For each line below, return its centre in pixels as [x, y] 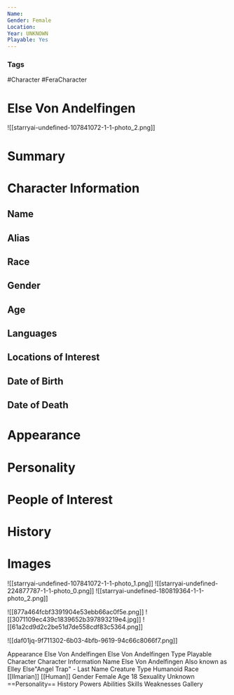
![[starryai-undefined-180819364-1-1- [150, 590]
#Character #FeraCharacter [47, 80]
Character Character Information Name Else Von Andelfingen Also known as [117, 661]
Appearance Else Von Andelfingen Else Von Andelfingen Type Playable [110, 654]
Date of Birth [35, 381]
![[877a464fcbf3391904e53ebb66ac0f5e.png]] [76, 611]
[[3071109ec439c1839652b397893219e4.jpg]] [74, 619]
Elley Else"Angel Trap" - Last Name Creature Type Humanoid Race [103, 669]
